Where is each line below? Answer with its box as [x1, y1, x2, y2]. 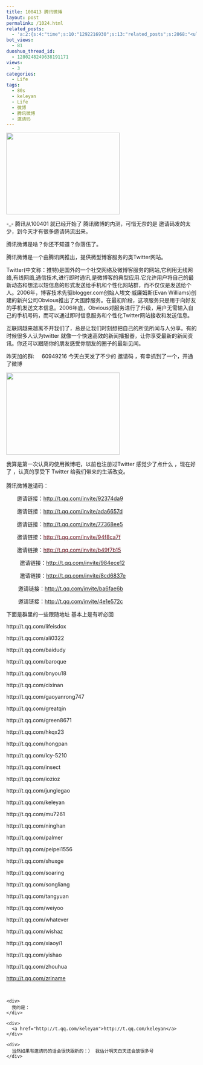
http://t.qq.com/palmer [6, 834, 63, 842]
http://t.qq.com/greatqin [6, 705, 66, 712]
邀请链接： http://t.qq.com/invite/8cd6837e [19, 572, 126, 579]
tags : [6, 82, 20, 88]
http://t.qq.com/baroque [6, 658, 66, 665]
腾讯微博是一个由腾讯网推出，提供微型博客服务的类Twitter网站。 [6, 254, 167, 261]
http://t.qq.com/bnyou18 [6, 670, 66, 677]
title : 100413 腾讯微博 [6, 8, 62, 15]
